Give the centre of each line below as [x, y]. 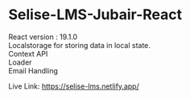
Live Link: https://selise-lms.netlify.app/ [74, 86]
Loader [20, 62]
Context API [28, 53]
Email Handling [33, 70]
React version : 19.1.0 [43, 37]
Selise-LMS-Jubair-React [95, 15]
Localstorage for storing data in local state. [80, 45]
